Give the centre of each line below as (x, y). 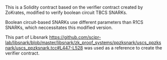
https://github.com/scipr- (75, 37)
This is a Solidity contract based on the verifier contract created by (74, 7)
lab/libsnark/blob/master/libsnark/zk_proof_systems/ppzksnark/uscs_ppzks (83, 42)
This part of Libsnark (27, 37)
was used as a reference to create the (123, 48)
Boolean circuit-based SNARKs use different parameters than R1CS (74, 22)
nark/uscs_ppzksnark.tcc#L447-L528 (44, 48)
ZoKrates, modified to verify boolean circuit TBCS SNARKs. (66, 12)
